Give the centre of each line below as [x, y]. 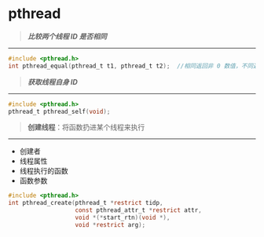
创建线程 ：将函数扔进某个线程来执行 [86, 127]
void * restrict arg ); [110, 224]
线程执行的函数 [44, 171]
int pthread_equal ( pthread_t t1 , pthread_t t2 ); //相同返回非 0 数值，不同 [131, 66]
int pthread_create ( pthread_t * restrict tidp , [86, 203]
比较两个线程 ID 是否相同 [67, 36]
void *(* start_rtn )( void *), [123, 218]
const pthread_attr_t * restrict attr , [138, 210]
